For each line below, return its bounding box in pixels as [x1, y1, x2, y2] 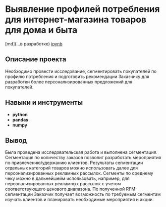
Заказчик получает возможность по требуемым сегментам [34, 191, 161, 197]
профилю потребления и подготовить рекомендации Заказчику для [5, 73, 150, 80]
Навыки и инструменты [5, 98, 83, 107]
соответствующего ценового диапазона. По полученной [5, 186, 125, 192]
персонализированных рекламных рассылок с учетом [5, 181, 121, 187]
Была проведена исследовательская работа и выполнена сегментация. [5, 149, 158, 155]
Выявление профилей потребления [5, 3, 160, 15]
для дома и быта [5, 25, 78, 36]
